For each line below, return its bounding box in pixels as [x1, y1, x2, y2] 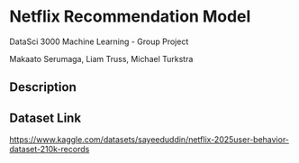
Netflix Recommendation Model [9, 6, 251, 27]
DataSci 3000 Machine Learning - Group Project [9, 36, 189, 47]
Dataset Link [9, 110, 82, 125]
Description [9, 79, 77, 95]
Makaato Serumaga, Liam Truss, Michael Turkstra [9, 53, 194, 64]
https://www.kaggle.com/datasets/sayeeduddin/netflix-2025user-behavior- [9, 134, 290, 145]
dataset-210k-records [9, 144, 90, 155]
